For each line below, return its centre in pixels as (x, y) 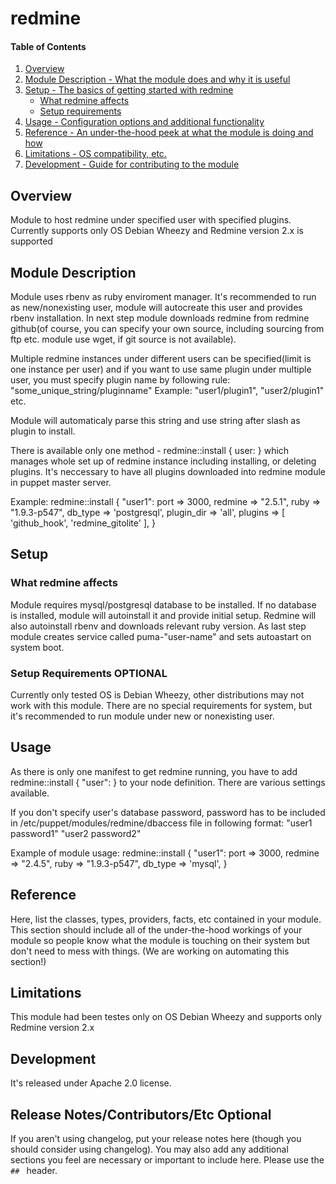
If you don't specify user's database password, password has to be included (168, 812)
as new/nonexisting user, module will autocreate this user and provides (156, 308)
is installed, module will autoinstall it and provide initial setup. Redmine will (163, 615)
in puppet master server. (61, 483)
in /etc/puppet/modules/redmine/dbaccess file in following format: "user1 (161, 823)
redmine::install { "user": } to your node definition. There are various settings (168, 782)
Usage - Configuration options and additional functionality (144, 122)
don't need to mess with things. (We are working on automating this (150, 951)
